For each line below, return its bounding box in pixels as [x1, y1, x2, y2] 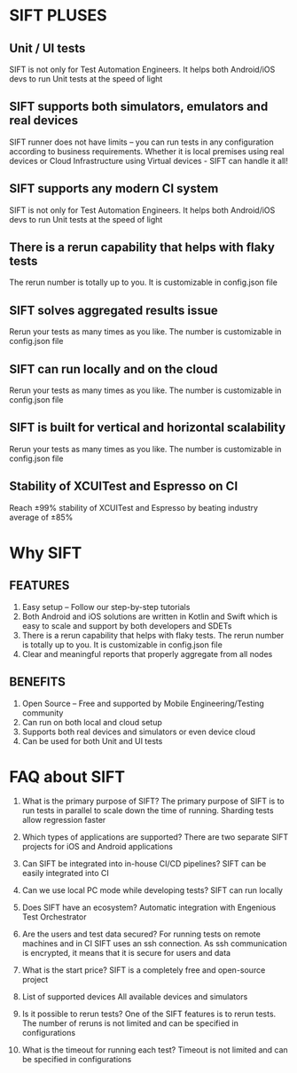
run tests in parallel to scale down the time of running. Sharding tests [21, 805, 274, 816]
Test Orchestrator [21, 912, 87, 922]
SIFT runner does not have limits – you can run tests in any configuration [9, 137, 274, 147]
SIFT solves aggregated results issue [9, 302, 219, 317]
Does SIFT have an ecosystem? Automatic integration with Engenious [21, 902, 277, 913]
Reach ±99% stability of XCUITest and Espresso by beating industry [9, 502, 259, 513]
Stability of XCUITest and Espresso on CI [9, 479, 238, 494]
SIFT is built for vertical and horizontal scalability [9, 420, 286, 435]
